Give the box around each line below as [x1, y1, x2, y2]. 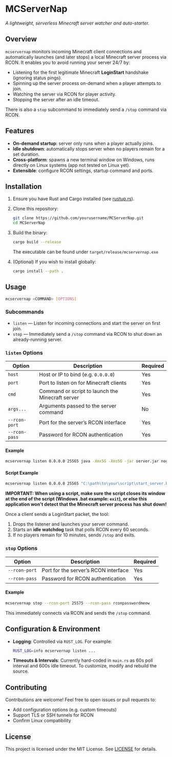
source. [12, 668, 29, 675]
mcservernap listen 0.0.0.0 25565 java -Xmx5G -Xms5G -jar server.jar [5, 459, 159, 464]
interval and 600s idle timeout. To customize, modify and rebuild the [12, 663, 157, 669]
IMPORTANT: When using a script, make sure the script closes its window [5, 490, 165, 496]
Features [5, 126, 34, 136]
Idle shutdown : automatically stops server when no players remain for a [12, 145, 165, 152]
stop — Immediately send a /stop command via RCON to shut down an [12, 331, 162, 337]
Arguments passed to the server [39, 402, 117, 409]
